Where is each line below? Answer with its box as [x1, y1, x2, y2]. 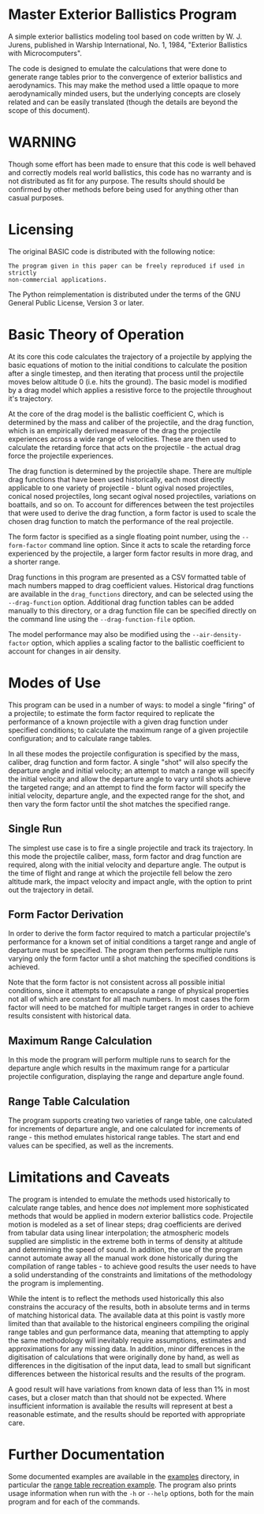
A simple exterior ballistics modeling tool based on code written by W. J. [8, 32, 243, 41]
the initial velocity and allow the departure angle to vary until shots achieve [8, 774, 251, 783]
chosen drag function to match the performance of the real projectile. [8, 516, 234, 526]
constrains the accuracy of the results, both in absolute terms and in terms [8, 1302, 251, 1311]
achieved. [8, 962, 40, 972]
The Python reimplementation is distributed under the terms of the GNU [8, 290, 241, 299]
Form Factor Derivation [8, 908, 124, 921]
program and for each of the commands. [8, 1497, 140, 1506]
